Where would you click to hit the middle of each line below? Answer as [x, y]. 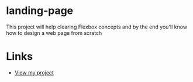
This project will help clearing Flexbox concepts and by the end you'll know [97, 27]
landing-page [40, 11]
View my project [34, 72]
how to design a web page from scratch [54, 33]
